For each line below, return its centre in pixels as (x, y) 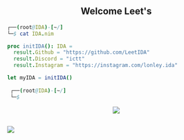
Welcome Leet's (116, 11)
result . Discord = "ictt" (49, 59)
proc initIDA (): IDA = (40, 46)
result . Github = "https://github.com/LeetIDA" (82, 52)
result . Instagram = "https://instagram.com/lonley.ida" (95, 66)
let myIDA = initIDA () (40, 78)
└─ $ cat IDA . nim (30, 34)
